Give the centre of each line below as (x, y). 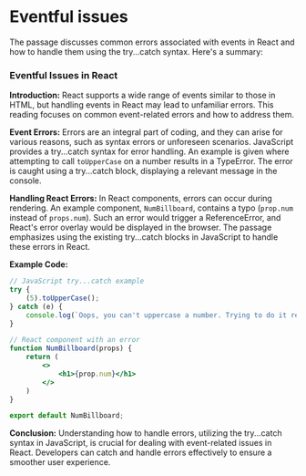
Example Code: (39, 264)
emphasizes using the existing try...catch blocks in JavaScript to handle (144, 237)
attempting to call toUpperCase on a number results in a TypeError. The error (151, 161)
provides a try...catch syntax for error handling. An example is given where (149, 151)
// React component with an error (75, 340)
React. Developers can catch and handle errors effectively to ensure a (141, 452)
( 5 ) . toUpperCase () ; (63, 298)
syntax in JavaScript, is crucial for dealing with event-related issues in (141, 443)
